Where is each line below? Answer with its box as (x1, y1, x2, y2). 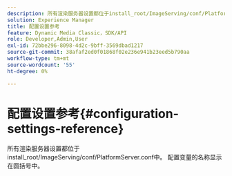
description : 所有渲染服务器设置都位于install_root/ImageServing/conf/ (7, 10, 205, 17)
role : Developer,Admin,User (7, 36, 88, 43)
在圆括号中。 (7, 162, 43, 170)
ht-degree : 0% (7, 68, 48, 75)
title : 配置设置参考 (7, 23, 60, 30)
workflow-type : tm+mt (7, 55, 70, 62)
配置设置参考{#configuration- (7, 106, 180, 121)
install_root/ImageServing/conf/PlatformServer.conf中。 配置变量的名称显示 (7, 153, 222, 162)
